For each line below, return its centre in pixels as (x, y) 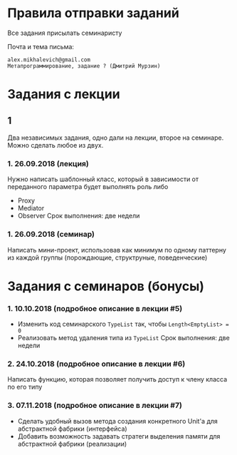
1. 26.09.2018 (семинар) (51, 235)
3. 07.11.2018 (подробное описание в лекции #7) (95, 406)
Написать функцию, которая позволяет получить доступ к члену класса (117, 379)
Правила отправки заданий (93, 13)
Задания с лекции (64, 94)
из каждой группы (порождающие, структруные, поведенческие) (107, 257)
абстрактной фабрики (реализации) (72, 444)
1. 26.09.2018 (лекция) (48, 163)
